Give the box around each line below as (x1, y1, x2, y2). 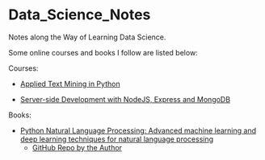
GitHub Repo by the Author (32, 142, 123, 152)
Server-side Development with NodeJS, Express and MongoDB (19, 94, 231, 104)
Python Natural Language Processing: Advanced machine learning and (19, 125, 257, 135)
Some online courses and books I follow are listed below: (8, 47, 198, 57)
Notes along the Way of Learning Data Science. (8, 32, 166, 42)
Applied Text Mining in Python (19, 79, 120, 88)
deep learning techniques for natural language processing (19, 134, 214, 144)
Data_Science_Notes (8, 6, 151, 24)
